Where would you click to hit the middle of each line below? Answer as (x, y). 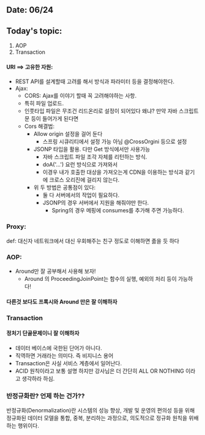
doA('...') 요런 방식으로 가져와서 (80, 165)
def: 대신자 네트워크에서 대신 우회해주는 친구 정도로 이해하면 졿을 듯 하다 (93, 240)
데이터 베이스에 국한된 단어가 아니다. (58, 348)
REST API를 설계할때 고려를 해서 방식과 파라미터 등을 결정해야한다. (95, 81)
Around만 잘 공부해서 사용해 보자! (55, 271)
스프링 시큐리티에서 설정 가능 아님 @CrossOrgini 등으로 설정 (115, 142)
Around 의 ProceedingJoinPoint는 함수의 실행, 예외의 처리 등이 (100, 279)
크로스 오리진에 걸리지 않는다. (84, 180)
